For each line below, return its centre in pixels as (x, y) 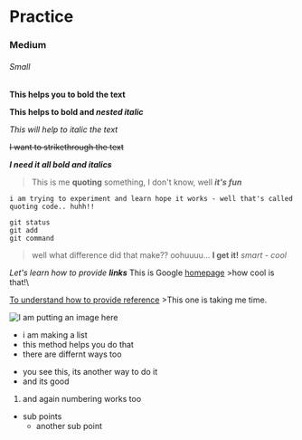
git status (30, 223)
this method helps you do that (78, 345)
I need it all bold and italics (61, 165)
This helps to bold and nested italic (76, 112)
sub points (42, 416)
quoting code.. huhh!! (52, 207)
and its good (46, 381)
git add (24, 231)
